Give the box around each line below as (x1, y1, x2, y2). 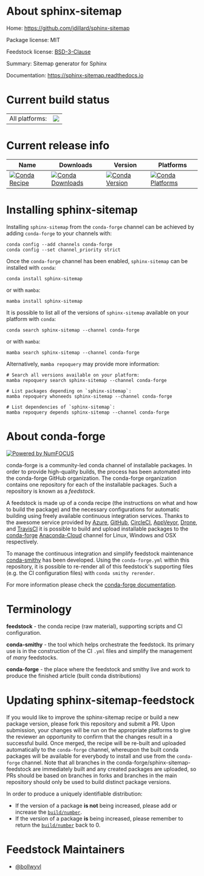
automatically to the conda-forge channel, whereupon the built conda (6, 746, 179, 753)
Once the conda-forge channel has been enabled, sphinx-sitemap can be (6, 257, 188, 264)
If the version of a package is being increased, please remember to (15, 814, 183, 822)
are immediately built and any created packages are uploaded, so (32, 765, 197, 772)
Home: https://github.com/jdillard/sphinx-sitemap (6, 24, 130, 32)
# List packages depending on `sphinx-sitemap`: (6, 388, 132, 394)
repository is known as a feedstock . (6, 487, 96, 495)
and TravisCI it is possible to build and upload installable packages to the (6, 525, 189, 532)
